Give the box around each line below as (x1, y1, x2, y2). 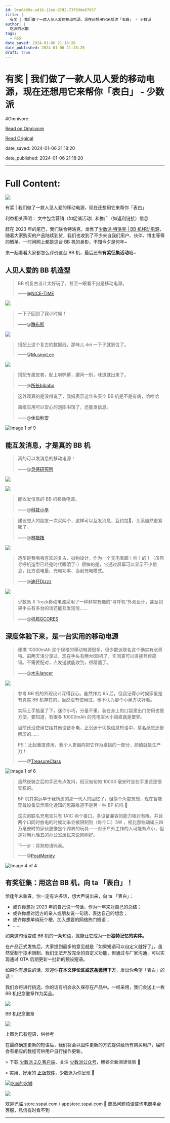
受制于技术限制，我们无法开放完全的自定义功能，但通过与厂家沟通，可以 (9, 949, 160, 956)
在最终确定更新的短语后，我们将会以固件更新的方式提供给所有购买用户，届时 (5, 1041, 165, 1048)
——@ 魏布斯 (17, 321, 45, 327)
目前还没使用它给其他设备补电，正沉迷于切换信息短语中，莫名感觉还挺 (17, 724, 164, 731)
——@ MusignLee (17, 352, 55, 358)
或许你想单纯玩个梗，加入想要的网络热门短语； (12, 916, 110, 923)
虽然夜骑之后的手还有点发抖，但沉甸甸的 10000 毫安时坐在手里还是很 (17, 778, 162, 785)
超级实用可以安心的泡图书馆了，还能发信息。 (17, 404, 111, 410)
